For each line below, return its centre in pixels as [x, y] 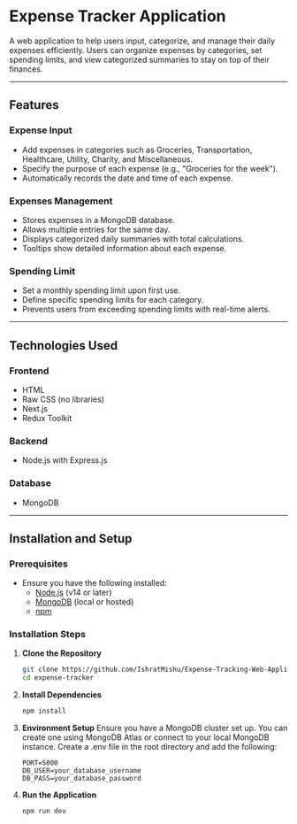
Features [34, 105]
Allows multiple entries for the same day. [96, 229]
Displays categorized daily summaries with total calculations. [133, 239]
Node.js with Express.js [65, 460]
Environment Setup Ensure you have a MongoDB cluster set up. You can [155, 728]
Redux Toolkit [47, 418]
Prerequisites [38, 564]
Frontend [29, 371]
